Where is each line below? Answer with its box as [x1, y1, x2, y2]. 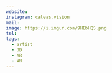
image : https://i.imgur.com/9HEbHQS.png [6, 25, 107, 31]
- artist [11, 42, 33, 48]
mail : [6, 19, 19, 25]
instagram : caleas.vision [6, 14, 70, 20]
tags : [6, 36, 19, 42]
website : [6, 8, 28, 15]
